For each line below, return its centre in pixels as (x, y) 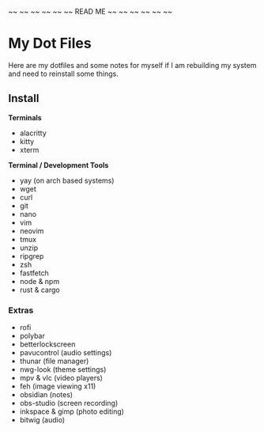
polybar (32, 336)
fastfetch (34, 273)
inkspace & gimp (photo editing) (72, 411)
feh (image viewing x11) (58, 386)
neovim (32, 231)
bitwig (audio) (42, 420)
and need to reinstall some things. (63, 74)
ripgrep (32, 256)
